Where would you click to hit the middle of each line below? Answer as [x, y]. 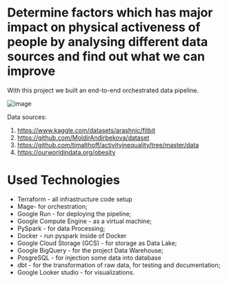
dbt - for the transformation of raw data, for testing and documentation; [119, 265]
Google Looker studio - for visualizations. [76, 272]
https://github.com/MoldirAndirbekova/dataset [83, 137]
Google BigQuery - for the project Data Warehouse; [90, 250]
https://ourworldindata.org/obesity [66, 152]
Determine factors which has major [110, 13]
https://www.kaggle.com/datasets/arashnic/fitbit [86, 130]
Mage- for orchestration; [52, 206]
